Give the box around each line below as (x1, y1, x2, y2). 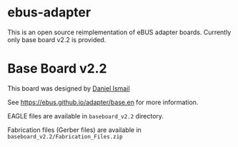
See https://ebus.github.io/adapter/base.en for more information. (7, 98, 199, 106)
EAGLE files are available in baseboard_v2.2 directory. (7, 111, 164, 120)
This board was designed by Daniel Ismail (7, 83, 130, 93)
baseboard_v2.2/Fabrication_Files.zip (7, 133, 123, 140)
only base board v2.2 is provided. (7, 35, 106, 44)
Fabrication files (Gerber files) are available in (7, 126, 142, 134)
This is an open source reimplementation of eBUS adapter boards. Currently (7, 28, 232, 36)
